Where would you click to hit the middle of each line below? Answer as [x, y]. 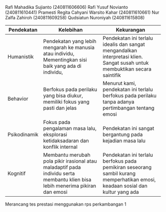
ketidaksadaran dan [66, 141]
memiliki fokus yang [66, 102]
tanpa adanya [119, 102]
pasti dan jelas [60, 108]
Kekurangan [131, 30]
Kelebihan [71, 30]
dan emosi [55, 192]
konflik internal [60, 147]
